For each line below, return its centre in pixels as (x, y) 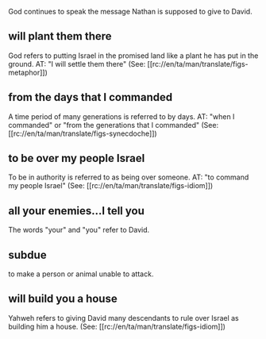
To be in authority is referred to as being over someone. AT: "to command (129, 177)
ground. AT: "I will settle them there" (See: (77, 64)
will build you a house (63, 299)
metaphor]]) (28, 72)
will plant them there (60, 36)
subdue (27, 254)
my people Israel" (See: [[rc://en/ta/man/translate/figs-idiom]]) (111, 186)
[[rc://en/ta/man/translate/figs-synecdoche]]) (83, 133)
